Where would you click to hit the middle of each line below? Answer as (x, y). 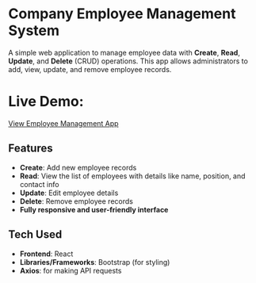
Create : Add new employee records (78, 167)
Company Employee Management (122, 14)
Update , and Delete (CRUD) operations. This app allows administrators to (128, 61)
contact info (39, 184)
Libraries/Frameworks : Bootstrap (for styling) (95, 262)
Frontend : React (46, 254)
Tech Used (35, 235)
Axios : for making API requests (71, 270)
